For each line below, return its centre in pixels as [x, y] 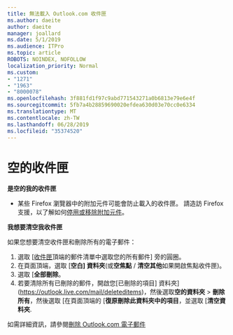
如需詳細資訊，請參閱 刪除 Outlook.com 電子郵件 [76, 324]
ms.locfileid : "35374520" [45, 131]
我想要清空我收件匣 [35, 227]
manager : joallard [34, 33]
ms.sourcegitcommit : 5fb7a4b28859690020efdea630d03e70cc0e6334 [101, 105]
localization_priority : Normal [53, 66]
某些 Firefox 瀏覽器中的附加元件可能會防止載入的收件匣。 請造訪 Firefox [120, 203]
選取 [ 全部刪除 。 [41, 275]
